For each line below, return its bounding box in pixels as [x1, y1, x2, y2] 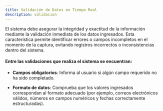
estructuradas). [12, 100, 44, 106]
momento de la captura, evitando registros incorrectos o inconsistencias [5, 41, 154, 47]
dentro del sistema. [5, 47, 45, 53]
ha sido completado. [12, 74, 55, 80]
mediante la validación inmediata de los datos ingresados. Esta [5, 31, 135, 37]
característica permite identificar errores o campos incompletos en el [5, 36, 148, 42]
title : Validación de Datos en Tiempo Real [5, 7, 97, 12]
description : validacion [5, 12, 57, 17]
